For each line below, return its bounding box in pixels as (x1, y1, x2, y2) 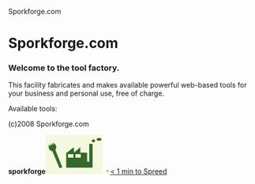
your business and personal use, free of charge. (8, 88, 164, 98)
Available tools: (8, 104, 58, 114)
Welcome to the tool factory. (8, 62, 120, 73)
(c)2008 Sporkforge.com (8, 119, 89, 129)
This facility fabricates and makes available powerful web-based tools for (8, 81, 247, 90)
